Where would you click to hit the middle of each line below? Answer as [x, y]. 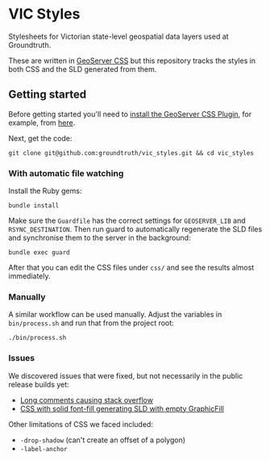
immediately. [29, 276]
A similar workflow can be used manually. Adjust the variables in [115, 315]
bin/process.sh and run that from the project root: [91, 323]
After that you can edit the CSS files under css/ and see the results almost [131, 268]
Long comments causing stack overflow [86, 399]
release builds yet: [39, 384]
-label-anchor [44, 449]
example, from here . [42, 123]
